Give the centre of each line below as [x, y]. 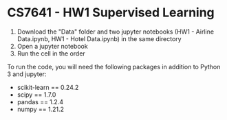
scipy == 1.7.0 [36, 95]
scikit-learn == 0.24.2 [48, 87]
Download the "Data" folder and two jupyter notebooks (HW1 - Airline [116, 32]
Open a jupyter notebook [52, 46]
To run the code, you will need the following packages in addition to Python [114, 67]
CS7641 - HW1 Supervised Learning [111, 13]
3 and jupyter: [27, 74]
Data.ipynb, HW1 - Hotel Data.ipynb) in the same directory [99, 38]
